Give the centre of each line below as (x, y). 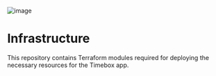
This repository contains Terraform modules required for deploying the (108, 57)
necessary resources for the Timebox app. (68, 65)
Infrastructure (49, 39)
